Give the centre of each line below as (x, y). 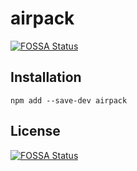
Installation (46, 77)
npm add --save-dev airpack (69, 100)
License (35, 131)
